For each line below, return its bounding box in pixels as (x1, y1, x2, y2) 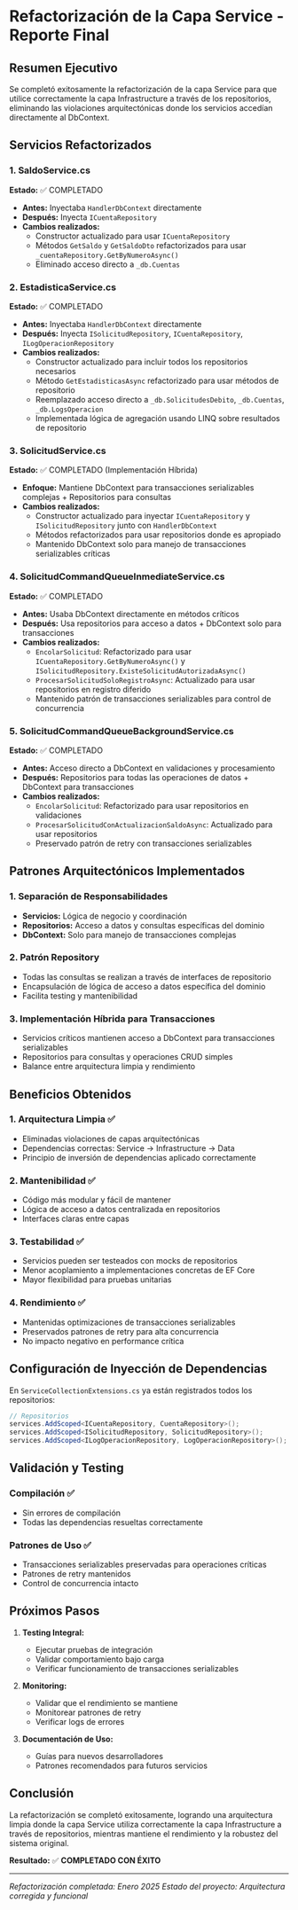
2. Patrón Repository (9, 951, 100, 964)
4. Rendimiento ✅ (9, 1296, 86, 1309)
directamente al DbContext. (9, 113, 110, 122)
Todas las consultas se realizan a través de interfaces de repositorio (21, 971, 272, 982)
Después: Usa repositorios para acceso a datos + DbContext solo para (21, 618, 282, 629)
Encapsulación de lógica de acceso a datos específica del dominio (21, 981, 266, 991)
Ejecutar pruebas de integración (35, 1644, 153, 1655)
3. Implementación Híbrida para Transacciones (9, 1013, 216, 1025)
